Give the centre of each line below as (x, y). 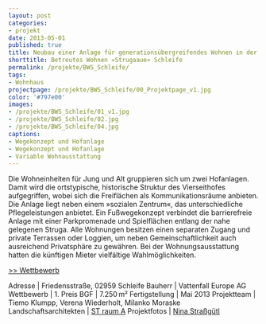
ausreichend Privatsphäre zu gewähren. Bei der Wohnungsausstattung (124, 247)
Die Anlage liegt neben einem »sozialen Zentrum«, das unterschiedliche (126, 205)
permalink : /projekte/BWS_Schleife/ (69, 68)
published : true (35, 45)
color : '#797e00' (37, 97)
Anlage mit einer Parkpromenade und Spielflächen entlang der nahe (119, 221)
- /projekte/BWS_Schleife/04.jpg (64, 127)
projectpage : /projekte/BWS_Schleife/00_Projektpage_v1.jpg (110, 90)
